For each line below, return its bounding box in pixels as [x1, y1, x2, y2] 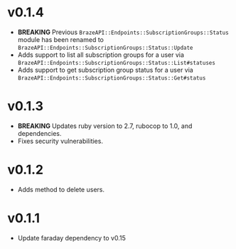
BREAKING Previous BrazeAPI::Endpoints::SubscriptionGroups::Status [17, 28, 229, 36]
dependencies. [17, 129, 62, 137]
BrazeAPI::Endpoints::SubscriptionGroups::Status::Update [17, 44, 193, 51]
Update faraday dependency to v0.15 [17, 233, 126, 242]
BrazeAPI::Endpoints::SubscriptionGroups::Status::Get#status [17, 74, 206, 82]
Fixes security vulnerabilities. [17, 137, 103, 145]
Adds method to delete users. [17, 185, 105, 194]
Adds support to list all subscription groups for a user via [17, 51, 185, 59]
